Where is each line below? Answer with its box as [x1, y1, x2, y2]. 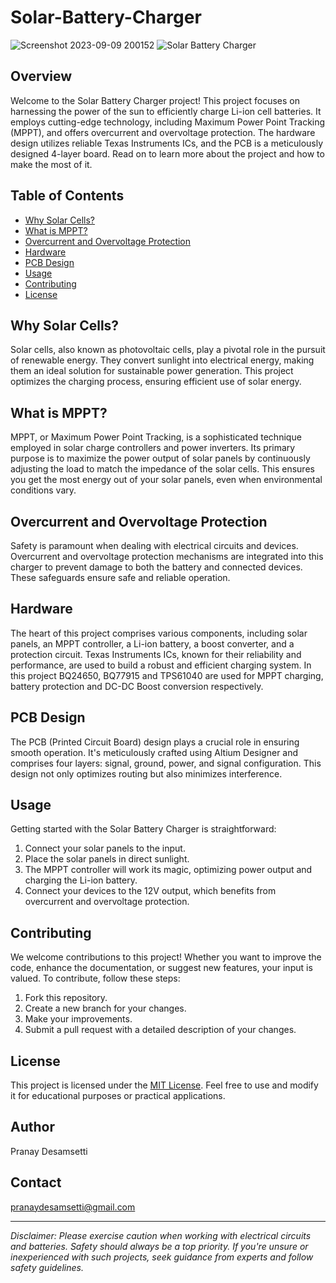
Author [10, 1119, 55, 1136]
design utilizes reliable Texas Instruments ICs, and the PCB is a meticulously [10, 137, 324, 149]
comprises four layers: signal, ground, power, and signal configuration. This [10, 757, 322, 769]
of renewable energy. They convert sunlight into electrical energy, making [10, 354, 315, 366]
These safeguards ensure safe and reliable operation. [10, 572, 231, 583]
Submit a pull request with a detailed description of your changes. [24, 1024, 297, 1036]
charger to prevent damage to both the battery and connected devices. [10, 561, 303, 573]
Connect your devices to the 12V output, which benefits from [24, 885, 277, 897]
